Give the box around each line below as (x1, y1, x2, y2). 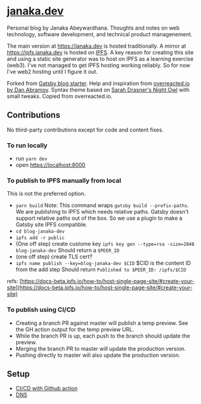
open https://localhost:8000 (15, 161, 86, 168)
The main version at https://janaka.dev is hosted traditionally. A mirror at (7, 42, 187, 50)
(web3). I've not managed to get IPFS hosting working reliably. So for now (7, 62, 191, 69)
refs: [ (7, 278, 22, 285)
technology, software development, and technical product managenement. (7, 30, 193, 37)
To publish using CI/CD (7, 306, 76, 314)
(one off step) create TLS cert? (15, 253, 93, 260)
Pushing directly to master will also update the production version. (15, 351, 180, 359)
